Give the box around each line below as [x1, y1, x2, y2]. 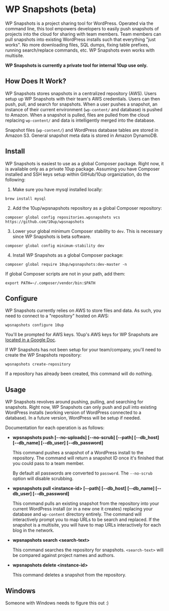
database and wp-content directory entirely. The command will [12, 511, 142, 518]
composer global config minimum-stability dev [5, 243, 105, 248]
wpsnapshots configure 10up [5, 322, 64, 328]
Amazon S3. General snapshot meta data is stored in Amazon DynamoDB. [5, 132, 158, 138]
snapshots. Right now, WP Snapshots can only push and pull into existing [5, 404, 157, 410]
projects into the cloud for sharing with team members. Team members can [5, 31, 161, 37]
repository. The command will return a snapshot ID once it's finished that [12, 455, 164, 461]
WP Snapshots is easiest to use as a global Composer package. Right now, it [5, 160, 164, 166]
